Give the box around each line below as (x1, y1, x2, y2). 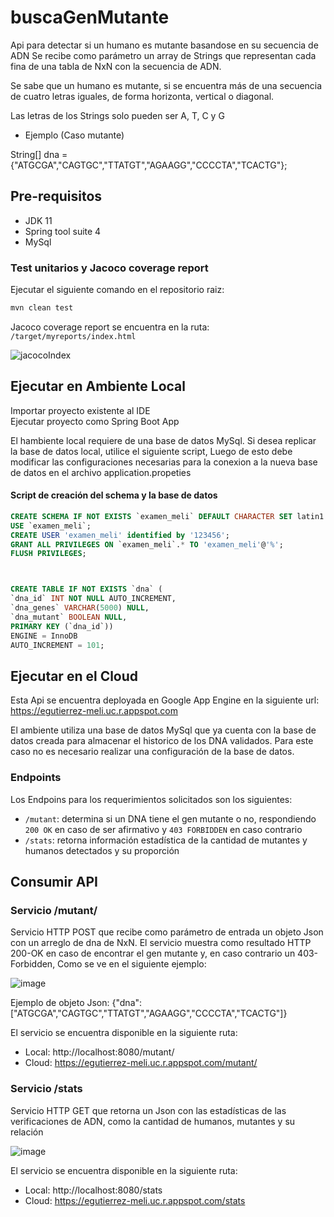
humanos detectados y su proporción (24, 844, 180, 856)
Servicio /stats (10, 1082, 83, 1096)
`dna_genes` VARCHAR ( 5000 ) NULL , (10, 603, 150, 613)
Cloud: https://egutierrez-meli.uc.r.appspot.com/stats (24, 1194, 246, 1206)
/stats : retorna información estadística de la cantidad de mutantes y (24, 834, 308, 846)
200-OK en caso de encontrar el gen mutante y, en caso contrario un (10, 947, 296, 960)
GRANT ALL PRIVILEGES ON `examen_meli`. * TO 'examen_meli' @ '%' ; (10, 539, 284, 550)
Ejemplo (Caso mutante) (24, 129, 125, 141)
